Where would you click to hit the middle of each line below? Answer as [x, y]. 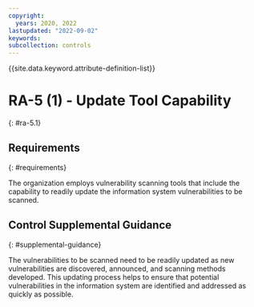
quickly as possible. [41, 294]
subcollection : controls [50, 46]
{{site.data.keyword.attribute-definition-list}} [82, 68]
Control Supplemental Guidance [90, 225]
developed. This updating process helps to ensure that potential [114, 277]
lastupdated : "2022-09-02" [53, 30]
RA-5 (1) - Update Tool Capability [120, 101]
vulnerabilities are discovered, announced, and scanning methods [117, 269]
